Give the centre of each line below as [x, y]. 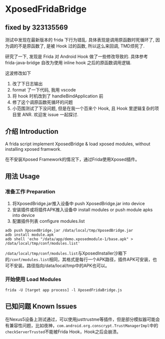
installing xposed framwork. [33, 149]
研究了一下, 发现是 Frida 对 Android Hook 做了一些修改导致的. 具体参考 [77, 56]
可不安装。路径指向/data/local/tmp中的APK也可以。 [57, 265]
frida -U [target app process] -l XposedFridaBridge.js [64, 290]
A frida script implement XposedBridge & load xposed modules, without [78, 144]
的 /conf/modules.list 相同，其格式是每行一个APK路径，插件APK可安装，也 [81, 259]
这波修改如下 [18, 73]
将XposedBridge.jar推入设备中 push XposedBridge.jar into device [79, 203]
